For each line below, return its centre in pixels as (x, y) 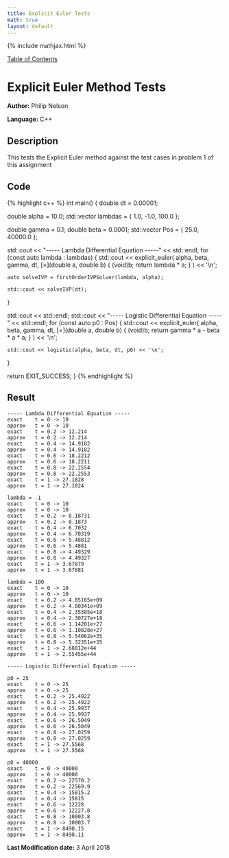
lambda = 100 (26, 582)
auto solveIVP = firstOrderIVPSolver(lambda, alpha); (86, 277)
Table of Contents (33, 59)
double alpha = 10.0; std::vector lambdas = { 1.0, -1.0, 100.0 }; (94, 216)
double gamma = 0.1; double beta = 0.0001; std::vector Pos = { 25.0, (103, 229)
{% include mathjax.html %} (47, 46)
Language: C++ (30, 119)
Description (33, 141)
